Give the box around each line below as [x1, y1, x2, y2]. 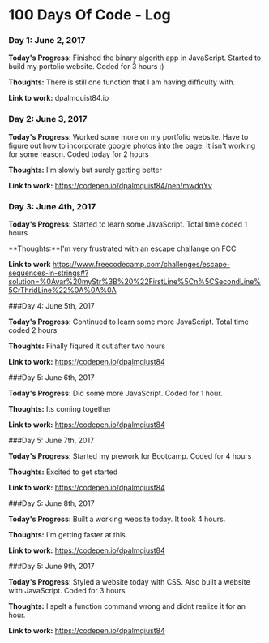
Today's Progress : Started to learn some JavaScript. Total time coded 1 [8, 219, 248, 229]
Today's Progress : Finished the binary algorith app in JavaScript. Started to [8, 53, 262, 63]
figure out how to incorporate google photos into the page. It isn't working [8, 140, 256, 150]
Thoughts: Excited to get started [8, 467, 118, 477]
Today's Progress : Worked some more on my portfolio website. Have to [8, 132, 249, 141]
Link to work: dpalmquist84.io [8, 93, 109, 103]
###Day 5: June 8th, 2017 [8, 498, 95, 508]
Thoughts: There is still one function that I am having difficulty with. [8, 77, 236, 87]
